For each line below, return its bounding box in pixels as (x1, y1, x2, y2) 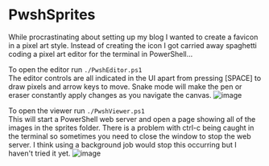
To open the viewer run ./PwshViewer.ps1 (8, 106, 145, 115)
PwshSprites (8, 6, 96, 24)
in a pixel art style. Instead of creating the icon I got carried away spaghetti (8, 40, 258, 50)
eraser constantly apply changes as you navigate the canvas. (8, 90, 212, 99)
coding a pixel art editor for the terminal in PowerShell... (8, 49, 193, 59)
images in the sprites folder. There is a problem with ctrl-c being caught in (8, 123, 255, 132)
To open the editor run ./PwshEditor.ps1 (8, 64, 143, 74)
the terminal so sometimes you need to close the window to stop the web (8, 131, 251, 141)
